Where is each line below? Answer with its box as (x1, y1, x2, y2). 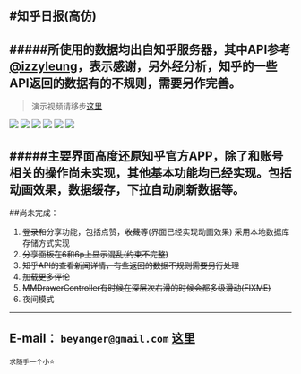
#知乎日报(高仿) (9, 8, 97, 24)
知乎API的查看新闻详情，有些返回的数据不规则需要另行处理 (21, 260, 240, 271)
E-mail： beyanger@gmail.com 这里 (9, 331, 195, 346)
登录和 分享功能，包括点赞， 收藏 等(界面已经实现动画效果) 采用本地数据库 (21, 227, 289, 238)
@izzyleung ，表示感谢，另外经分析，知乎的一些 (9, 58, 278, 74)
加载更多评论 (21, 272, 70, 283)
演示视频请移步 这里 (30, 101, 103, 112)
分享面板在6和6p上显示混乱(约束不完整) (21, 249, 168, 260)
